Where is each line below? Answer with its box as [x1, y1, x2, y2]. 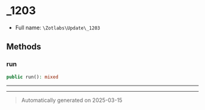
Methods [6, 42, 41, 52]
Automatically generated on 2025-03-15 [21, 96, 123, 104]
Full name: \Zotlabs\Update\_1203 [15, 24, 101, 31]
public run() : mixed [6, 74, 59, 80]
